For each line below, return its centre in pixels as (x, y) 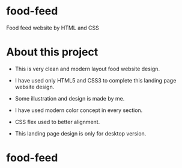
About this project (52, 52)
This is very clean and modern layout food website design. (87, 69)
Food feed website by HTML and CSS (53, 28)
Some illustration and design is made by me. (70, 98)
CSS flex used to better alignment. (57, 122)
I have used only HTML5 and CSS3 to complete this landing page (96, 80)
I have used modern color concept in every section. (79, 110)
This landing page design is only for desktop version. (80, 133)
